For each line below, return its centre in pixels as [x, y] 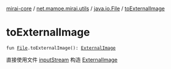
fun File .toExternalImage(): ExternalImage [61, 48]
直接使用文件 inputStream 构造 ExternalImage [62, 60]
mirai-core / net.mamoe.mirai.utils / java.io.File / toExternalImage [85, 9]
